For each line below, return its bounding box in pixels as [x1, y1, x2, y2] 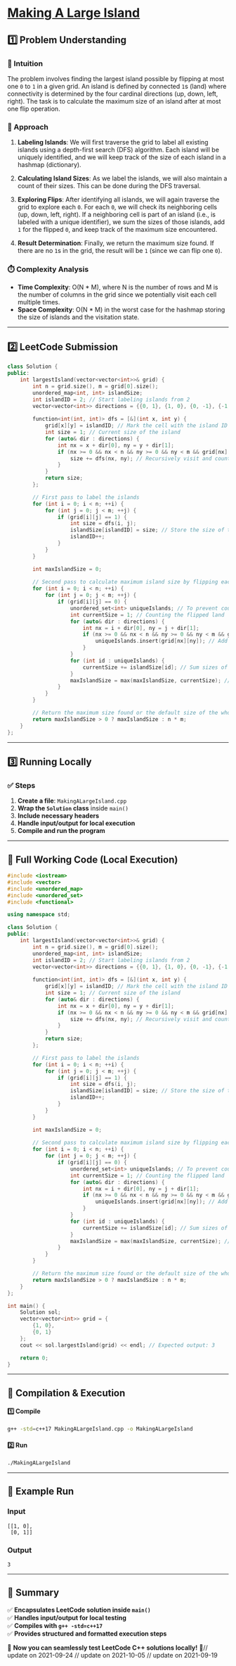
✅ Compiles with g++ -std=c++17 [7, 1621, 103, 1629]
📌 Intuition [7, 58, 44, 68]
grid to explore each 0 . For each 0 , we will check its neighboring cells [17, 203, 218, 211]
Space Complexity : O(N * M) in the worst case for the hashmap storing [17, 305, 225, 314]
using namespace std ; [7, 911, 71, 918]
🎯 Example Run [7, 1486, 74, 1498]
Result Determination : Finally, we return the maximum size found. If [17, 239, 214, 247]
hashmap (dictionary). [17, 161, 82, 169]
